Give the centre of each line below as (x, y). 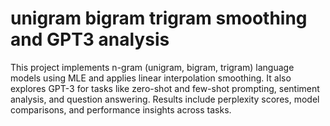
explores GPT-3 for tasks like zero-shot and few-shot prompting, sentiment (165, 88)
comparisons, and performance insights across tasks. (121, 109)
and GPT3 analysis (90, 39)
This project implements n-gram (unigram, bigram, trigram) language (152, 67)
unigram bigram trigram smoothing (159, 18)
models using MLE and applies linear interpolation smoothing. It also (151, 78)
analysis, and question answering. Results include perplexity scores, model (165, 99)
